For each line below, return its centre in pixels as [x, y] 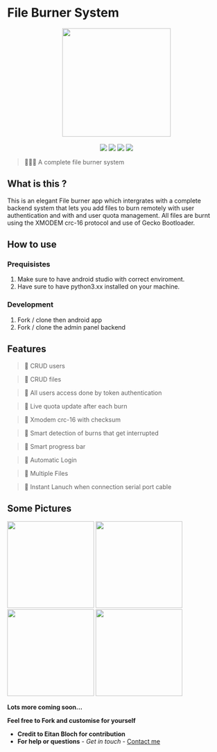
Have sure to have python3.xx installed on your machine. [98, 287]
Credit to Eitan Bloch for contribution [71, 734]
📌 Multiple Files [46, 473]
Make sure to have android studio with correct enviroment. [101, 280]
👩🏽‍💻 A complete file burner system [74, 162]
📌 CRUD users [45, 366]
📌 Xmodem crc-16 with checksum [72, 419]
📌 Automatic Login [51, 460]
